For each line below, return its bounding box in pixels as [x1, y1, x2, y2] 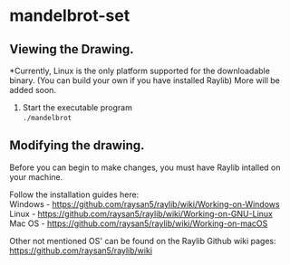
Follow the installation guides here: [9, 189, 140, 200]
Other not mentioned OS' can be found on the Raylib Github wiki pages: [9, 235, 276, 246]
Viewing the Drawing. [9, 42, 134, 57]
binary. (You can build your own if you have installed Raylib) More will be [9, 75, 281, 86]
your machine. [9, 171, 63, 182]
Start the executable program [22, 102, 133, 113]
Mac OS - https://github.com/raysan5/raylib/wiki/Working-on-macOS [9, 218, 268, 229]
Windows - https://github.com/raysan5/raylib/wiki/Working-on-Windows [9, 198, 280, 209]
